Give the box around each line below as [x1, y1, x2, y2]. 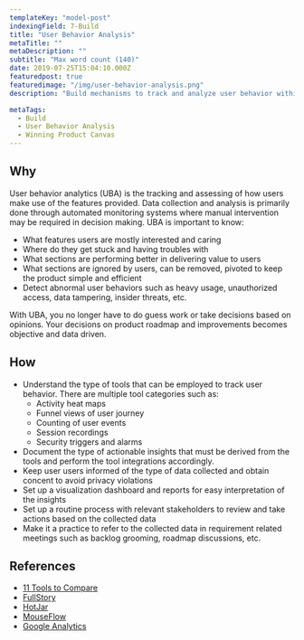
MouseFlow [22, 611, 66, 622]
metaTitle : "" [9, 38, 63, 48]
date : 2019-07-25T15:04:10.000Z [9, 64, 131, 73]
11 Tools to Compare [22, 582, 99, 593]
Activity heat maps [35, 398, 107, 409]
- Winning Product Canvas [17, 130, 116, 140]
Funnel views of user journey [35, 408, 145, 419]
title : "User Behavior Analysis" [9, 30, 136, 39]
